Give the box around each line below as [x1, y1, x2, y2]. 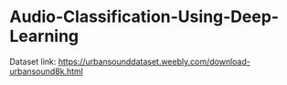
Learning [9, 26, 80, 47]
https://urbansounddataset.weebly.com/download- [58, 56, 251, 67]
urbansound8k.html [9, 66, 84, 77]
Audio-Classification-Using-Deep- [9, 6, 280, 27]
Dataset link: [9, 56, 57, 67]
